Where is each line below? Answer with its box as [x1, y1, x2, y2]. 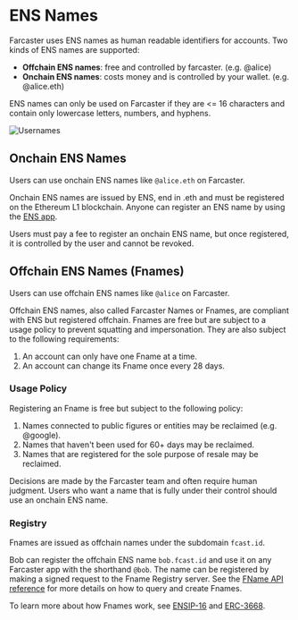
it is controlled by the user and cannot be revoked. [9, 238, 195, 249]
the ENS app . [9, 211, 58, 222]
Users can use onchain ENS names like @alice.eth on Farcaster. [9, 174, 245, 185]
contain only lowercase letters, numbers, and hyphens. [9, 107, 211, 118]
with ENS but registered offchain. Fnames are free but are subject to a [9, 314, 266, 325]
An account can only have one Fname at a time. [21, 351, 198, 361]
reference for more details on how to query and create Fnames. [9, 583, 243, 594]
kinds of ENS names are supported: [9, 44, 140, 55]
